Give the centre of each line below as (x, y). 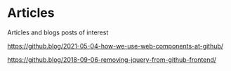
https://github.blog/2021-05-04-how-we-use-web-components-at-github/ (115, 46)
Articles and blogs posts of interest (58, 32)
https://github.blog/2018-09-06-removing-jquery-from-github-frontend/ (112, 59)
